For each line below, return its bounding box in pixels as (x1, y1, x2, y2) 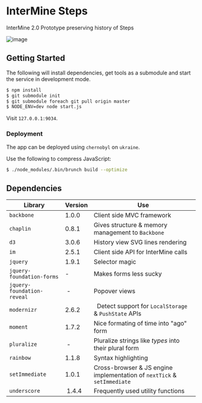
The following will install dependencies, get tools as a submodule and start (6, 69, 191, 76)
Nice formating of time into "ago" (93, 320, 188, 328)
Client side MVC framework (93, 211, 171, 220)
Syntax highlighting (93, 354, 148, 362)
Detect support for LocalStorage (97, 302, 188, 311)
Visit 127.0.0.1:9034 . (6, 115, 58, 122)
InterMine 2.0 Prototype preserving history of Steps (6, 24, 134, 31)
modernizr (9, 306, 37, 314)
